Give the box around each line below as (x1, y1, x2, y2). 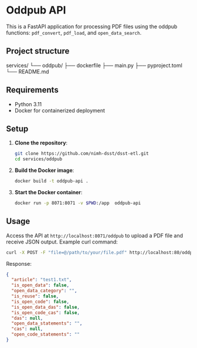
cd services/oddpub (14, 156, 63, 162)
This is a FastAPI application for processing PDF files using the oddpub (6, 23, 178, 30)
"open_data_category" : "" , (11, 288, 77, 294)
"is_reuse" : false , (11, 293, 59, 299)
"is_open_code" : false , (11, 299, 69, 305)
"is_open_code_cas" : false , (11, 309, 80, 316)
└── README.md (6, 68, 49, 75)
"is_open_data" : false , (11, 282, 69, 288)
